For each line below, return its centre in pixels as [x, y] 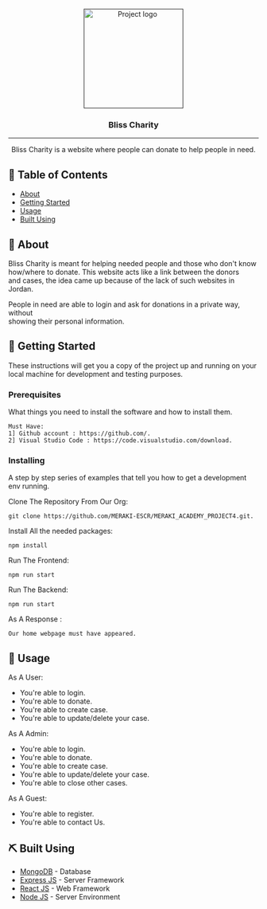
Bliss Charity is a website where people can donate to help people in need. [133, 150]
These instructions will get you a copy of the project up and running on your [132, 365]
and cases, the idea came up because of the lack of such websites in [122, 280]
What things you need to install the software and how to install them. [120, 412]
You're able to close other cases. [74, 783]
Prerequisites [35, 394]
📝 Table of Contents [58, 175]
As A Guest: [28, 798]
